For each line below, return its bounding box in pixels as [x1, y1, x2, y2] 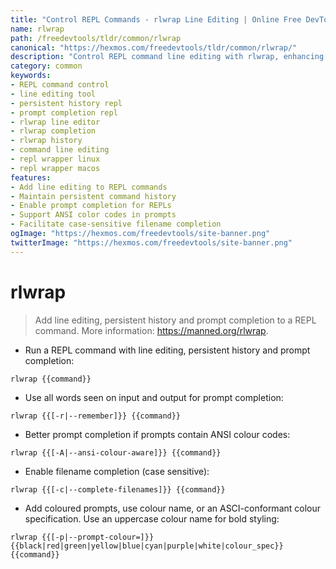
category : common [10, 61, 83, 71]
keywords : [10, 71, 52, 81]
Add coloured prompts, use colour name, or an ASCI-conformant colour [24, 502, 322, 514]
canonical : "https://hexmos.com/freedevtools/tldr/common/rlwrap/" [10, 42, 298, 53]
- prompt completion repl [10, 107, 118, 118]
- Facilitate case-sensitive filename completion [10, 219, 222, 230]
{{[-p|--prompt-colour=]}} [41, 532, 155, 542]
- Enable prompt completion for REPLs [10, 201, 172, 211]
